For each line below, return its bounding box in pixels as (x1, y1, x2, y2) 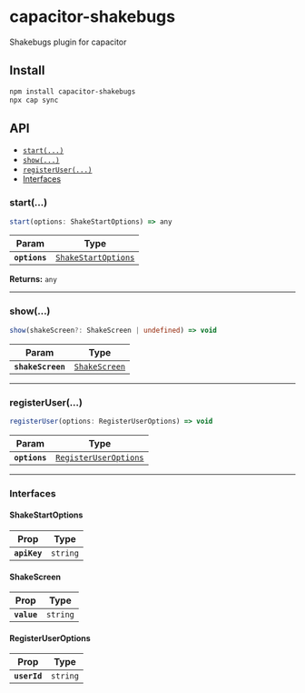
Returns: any (9, 274, 57, 285)
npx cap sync (9, 95, 59, 105)
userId (14, 671, 43, 681)
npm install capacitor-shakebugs (9, 86, 136, 96)
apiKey (14, 547, 43, 558)
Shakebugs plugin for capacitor (9, 36, 127, 47)
